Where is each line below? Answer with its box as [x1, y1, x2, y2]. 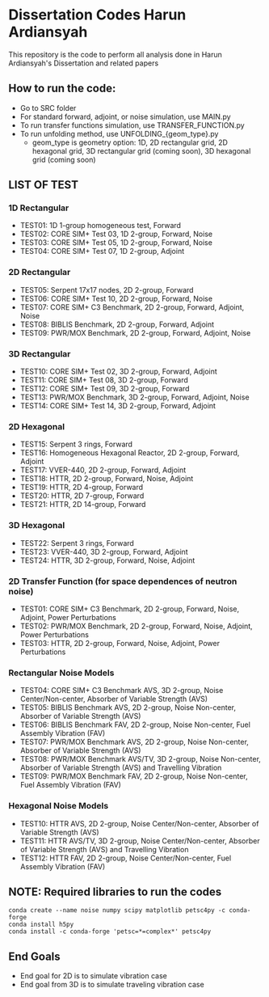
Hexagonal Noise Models [8, 801, 109, 812]
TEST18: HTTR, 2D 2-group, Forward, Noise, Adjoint [19, 474, 194, 484]
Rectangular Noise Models [8, 667, 115, 678]
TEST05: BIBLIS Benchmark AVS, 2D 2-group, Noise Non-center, [19, 703, 237, 712]
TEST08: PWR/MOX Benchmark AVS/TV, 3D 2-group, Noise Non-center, [19, 754, 261, 764]
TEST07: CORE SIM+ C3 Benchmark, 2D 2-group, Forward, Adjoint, [19, 302, 245, 312]
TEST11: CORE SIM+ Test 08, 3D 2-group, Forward [19, 375, 188, 385]
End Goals [8, 949, 61, 963]
